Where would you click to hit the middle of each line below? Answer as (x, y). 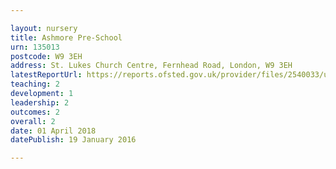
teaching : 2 (35, 84)
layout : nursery (44, 28)
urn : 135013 (35, 47)
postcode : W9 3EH (46, 56)
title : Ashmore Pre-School (66, 37)
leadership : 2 (40, 102)
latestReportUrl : (46, 75)
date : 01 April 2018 (53, 131)
